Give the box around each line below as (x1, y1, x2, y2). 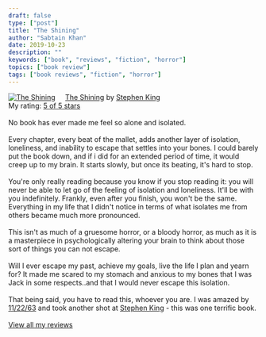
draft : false (8, 11, 52, 20)
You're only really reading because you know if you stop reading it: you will (8, 176, 254, 186)
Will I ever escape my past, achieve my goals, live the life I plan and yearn (8, 261, 249, 270)
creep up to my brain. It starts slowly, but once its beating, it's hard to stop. (8, 159, 253, 169)
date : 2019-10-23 (8, 41, 66, 49)
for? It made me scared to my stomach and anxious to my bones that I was (8, 269, 253, 278)
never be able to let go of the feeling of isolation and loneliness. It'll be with (8, 185, 254, 194)
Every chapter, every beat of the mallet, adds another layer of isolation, (8, 134, 241, 144)
